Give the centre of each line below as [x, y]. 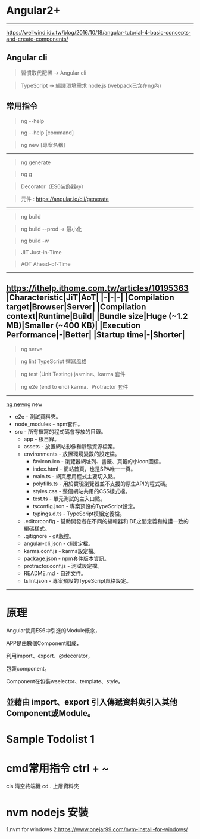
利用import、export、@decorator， [50, 656]
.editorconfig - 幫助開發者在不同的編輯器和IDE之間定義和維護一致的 [106, 521]
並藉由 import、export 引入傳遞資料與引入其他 [92, 702]
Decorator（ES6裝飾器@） [54, 186]
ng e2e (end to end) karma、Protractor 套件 [74, 387]
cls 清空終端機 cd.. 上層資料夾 [43, 786]
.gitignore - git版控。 [49, 536]
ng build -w [35, 241]
